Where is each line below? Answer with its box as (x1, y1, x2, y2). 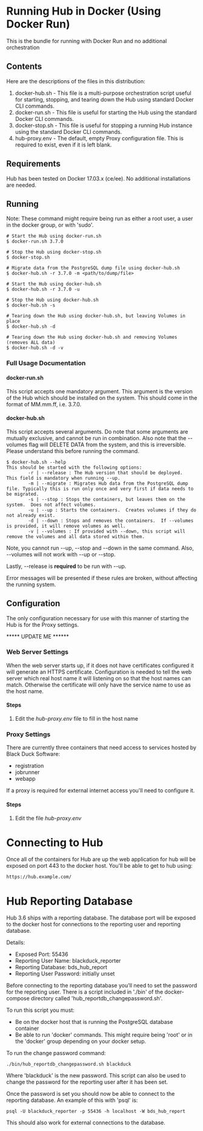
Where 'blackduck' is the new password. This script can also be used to (6, 1072, 186, 1079)
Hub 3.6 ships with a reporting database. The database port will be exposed (6, 914, 196, 922)
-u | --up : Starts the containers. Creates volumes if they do (28, 507, 197, 513)
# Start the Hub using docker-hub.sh (6, 281, 102, 287)
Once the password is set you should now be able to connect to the (6, 1090, 175, 1098)
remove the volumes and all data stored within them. (6, 533, 145, 539)
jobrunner (15, 769, 40, 776)
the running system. (6, 581, 56, 588)
